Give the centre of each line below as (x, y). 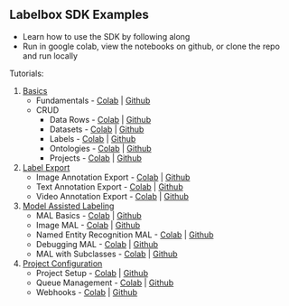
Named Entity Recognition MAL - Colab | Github (125, 235)
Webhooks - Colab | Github (87, 292)
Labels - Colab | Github (93, 138)
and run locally (50, 56)
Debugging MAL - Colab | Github (97, 244)
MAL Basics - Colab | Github (89, 215)
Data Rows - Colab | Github (100, 119)
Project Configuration (62, 263)
